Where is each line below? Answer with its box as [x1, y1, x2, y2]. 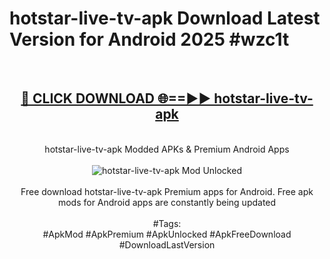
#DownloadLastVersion [118, 238, 216, 251]
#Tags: [152, 217, 182, 229]
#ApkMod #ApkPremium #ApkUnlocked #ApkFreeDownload [42, 228, 292, 240]
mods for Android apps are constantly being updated [57, 196, 277, 208]
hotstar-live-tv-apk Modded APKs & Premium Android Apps [44, 143, 290, 155]
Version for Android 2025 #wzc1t [9, 28, 290, 51]
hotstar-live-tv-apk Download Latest [9, 7, 321, 30]
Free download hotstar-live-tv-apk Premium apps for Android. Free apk [20, 185, 314, 197]
